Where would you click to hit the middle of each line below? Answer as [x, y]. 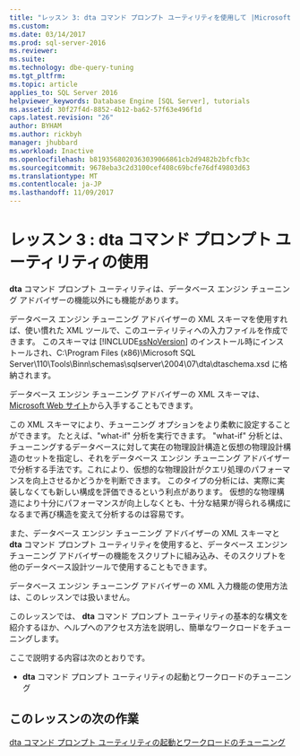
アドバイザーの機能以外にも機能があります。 [101, 300]
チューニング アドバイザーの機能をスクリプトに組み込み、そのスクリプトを [148, 555]
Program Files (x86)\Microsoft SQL [131, 352]
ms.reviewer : [34, 51]
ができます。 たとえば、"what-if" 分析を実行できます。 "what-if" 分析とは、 [149, 435]
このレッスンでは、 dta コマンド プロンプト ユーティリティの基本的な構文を [149, 616]
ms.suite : [28, 59]
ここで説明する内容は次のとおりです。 [80, 657]
